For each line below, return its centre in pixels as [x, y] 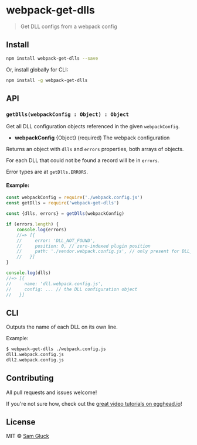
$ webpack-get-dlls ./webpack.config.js [56, 349]
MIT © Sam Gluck [28, 436]
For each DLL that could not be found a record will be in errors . [83, 160]
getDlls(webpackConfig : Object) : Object [67, 114]
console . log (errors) [42, 230]
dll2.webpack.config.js [35, 360]
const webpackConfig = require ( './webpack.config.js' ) [74, 198]
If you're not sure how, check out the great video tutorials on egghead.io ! [94, 403]
